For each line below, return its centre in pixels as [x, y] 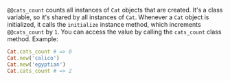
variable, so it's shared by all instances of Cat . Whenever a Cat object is [108, 17]
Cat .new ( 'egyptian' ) [37, 65]
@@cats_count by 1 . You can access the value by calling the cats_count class [114, 32]
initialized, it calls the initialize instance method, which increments [104, 24]
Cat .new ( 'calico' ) [33, 58]
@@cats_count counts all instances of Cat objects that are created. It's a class [115, 10]
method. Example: [33, 39]
